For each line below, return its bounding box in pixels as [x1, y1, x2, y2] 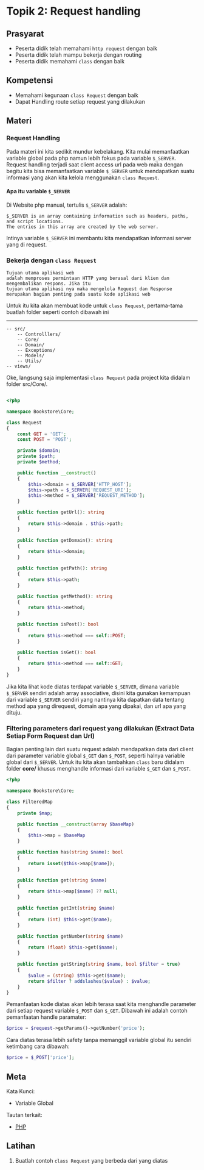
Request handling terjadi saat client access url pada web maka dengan [6, 160, 183, 168]
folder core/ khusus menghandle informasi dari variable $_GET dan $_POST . [6, 765, 191, 772]
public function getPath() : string [17, 565, 107, 571]
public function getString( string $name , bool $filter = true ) [17, 961, 181, 968]
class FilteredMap [6, 799, 53, 805]
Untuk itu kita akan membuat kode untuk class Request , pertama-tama [6, 302, 183, 309]
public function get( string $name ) [17, 877, 107, 883]
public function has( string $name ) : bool [17, 849, 123, 855]
